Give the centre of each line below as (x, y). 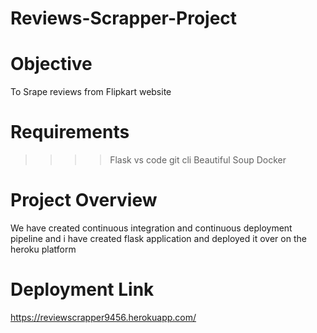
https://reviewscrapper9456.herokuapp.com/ (103, 317)
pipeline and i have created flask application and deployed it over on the (158, 238)
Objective (51, 64)
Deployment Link (82, 289)
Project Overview (84, 200)
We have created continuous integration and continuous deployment (151, 228)
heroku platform (43, 249)
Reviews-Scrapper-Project (124, 18)
